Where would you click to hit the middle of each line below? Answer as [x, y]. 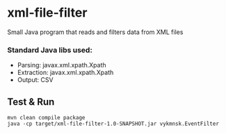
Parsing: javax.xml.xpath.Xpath [62, 65]
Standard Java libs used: [50, 50]
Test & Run [31, 102]
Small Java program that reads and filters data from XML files [95, 32]
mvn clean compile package [46, 118]
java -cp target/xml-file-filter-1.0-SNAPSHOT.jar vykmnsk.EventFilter [113, 124]
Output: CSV [35, 80]
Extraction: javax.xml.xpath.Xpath [65, 73]
